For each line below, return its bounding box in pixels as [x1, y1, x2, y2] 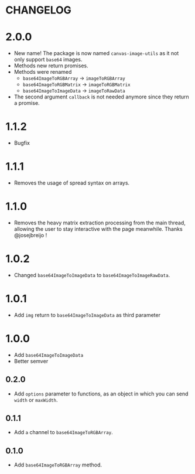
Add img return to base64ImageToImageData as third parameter [13, 311, 160, 318]
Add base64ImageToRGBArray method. [13, 461, 102, 469]
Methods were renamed [13, 69, 72, 76]
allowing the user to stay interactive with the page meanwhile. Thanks [13, 225, 183, 232]
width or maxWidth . [13, 396, 58, 403]
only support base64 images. [13, 56, 83, 63]
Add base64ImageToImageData [13, 351, 84, 358]
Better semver [13, 357, 49, 364]
